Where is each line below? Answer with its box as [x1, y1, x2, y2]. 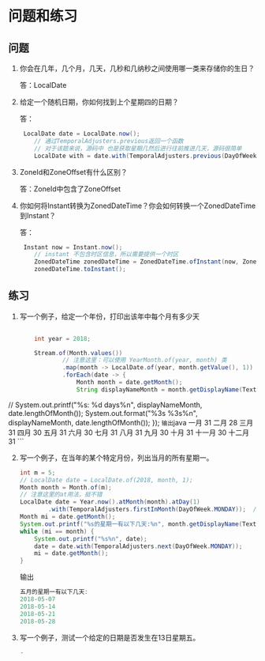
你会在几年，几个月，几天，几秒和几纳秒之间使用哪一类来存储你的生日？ [19, 64, 255, 73]
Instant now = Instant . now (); [23, 243, 123, 251]
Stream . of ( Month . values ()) [34, 349, 123, 357]
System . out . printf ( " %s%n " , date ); [34, 534, 147, 542]
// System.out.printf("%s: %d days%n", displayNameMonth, [8, 400, 203, 410]
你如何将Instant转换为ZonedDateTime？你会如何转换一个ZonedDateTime [19, 201, 256, 210]
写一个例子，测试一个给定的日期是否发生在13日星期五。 [19, 633, 200, 642]
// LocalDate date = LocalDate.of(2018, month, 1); [19, 476, 193, 484]
